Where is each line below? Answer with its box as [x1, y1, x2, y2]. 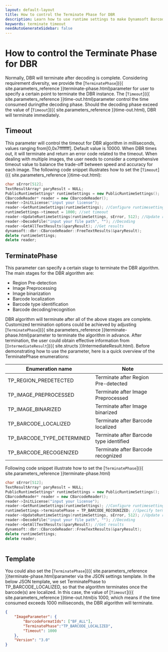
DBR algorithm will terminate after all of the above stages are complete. [5, 316, 152, 322]
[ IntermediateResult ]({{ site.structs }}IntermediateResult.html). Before [5, 343, 150, 349]
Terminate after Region [95, 374, 149, 381]
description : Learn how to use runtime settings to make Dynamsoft [5, 17, 149, 22]
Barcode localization [12, 296, 55, 302]
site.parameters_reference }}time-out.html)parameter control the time [5, 96, 149, 102]
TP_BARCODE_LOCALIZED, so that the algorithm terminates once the [5, 584, 147, 590]
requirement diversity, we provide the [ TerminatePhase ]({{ [5, 80, 123, 86]
